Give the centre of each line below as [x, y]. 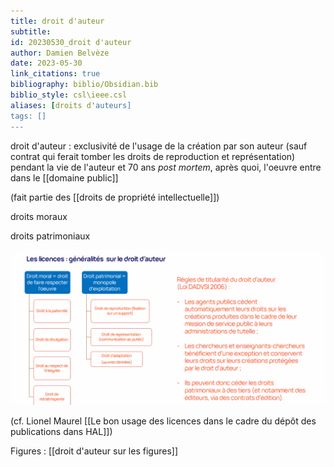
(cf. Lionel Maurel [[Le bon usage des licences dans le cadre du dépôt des [163, 421]
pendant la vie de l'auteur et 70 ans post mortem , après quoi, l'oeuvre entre [166, 167]
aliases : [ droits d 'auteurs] [71, 105]
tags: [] [28, 116]
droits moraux [39, 216]
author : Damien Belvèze [60, 53]
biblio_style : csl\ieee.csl [69, 95]
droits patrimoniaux [50, 236]
